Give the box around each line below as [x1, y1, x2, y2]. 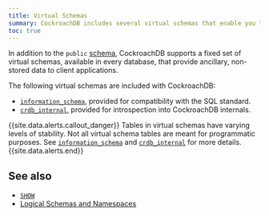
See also [8, 169, 52, 182]
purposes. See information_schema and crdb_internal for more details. [8, 138, 242, 147]
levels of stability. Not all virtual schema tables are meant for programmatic [8, 129, 256, 138]
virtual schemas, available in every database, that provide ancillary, [8, 57, 230, 66]
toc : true [8, 26, 42, 34]
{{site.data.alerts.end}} [8, 146, 84, 156]
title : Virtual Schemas [8, 11, 88, 20]
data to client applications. [30, 66, 118, 75]
